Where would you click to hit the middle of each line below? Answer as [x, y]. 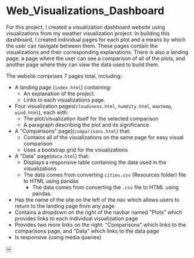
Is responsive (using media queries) [58, 237]
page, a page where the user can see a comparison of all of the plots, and [96, 58]
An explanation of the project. [59, 93]
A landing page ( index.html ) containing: [63, 87]
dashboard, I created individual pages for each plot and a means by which [96, 39]
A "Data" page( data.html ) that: [52, 156]
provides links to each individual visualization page [76, 218]
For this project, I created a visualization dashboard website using [86, 27]
